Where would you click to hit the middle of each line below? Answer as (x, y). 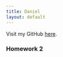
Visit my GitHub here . (32, 33)
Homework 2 (25, 49)
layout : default (26, 17)
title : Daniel (23, 11)
